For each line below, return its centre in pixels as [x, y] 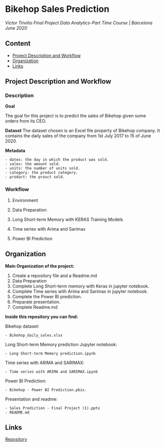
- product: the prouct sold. [35, 177]
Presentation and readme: [31, 399]
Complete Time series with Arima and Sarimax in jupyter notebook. [80, 291]
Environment [25, 200]
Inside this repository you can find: [42, 317]
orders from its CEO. [26, 121]
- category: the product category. [42, 173]
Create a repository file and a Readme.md [54, 276]
